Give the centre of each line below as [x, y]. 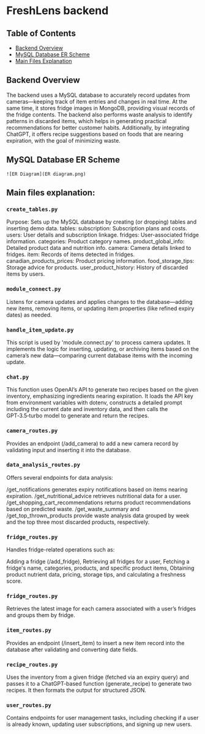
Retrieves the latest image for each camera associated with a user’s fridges [101, 609]
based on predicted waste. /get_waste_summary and [73, 509]
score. [14, 581]
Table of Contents [41, 33]
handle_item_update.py [40, 330]
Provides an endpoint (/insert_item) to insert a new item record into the [95, 643]
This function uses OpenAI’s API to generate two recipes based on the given [102, 390]
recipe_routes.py [32, 664]
